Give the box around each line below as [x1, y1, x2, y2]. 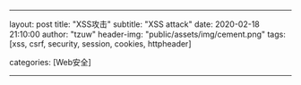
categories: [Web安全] [9, 57, 91, 67]
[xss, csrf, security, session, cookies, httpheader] [9, 38, 192, 49]
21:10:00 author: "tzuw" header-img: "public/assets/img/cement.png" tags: [9, 29, 287, 39]
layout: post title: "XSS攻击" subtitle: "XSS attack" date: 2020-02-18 [9, 19, 260, 30]
